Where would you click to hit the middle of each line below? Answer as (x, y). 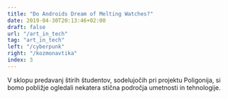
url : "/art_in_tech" (38, 34)
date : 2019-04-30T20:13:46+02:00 (57, 21)
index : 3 (20, 60)
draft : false (27, 27)
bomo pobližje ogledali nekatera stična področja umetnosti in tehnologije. (114, 87)
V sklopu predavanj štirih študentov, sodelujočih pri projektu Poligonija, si (114, 80)
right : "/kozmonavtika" (42, 54)
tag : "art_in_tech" (36, 40)
